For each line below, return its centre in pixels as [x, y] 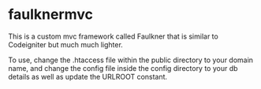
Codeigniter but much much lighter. [66, 44]
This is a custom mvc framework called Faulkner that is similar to [113, 36]
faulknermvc [50, 15]
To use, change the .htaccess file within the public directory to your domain [131, 60]
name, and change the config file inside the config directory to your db [123, 68]
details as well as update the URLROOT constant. [88, 76]
